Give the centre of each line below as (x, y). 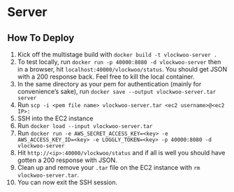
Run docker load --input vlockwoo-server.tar (85, 126)
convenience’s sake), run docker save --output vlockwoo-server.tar (117, 91)
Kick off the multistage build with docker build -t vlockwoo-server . (117, 54)
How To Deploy (41, 38)
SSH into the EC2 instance (55, 118)
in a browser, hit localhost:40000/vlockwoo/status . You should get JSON (122, 69)
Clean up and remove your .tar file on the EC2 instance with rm (109, 167)
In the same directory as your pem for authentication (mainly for (109, 84)
